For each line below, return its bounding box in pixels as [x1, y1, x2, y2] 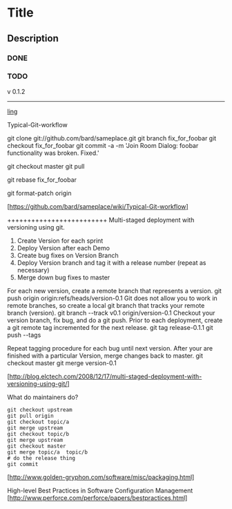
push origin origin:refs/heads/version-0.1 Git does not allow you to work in [7, 294, 217, 302]
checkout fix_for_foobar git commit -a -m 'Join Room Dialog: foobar [7, 141, 199, 149]
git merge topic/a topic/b [7, 448, 88, 456]
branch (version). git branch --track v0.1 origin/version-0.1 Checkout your [7, 308, 215, 317]
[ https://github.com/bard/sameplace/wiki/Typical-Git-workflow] [7, 202, 188, 210]
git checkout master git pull [7, 162, 85, 170]
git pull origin [7, 412, 54, 419]
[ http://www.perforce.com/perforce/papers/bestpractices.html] [7, 493, 188, 502]
